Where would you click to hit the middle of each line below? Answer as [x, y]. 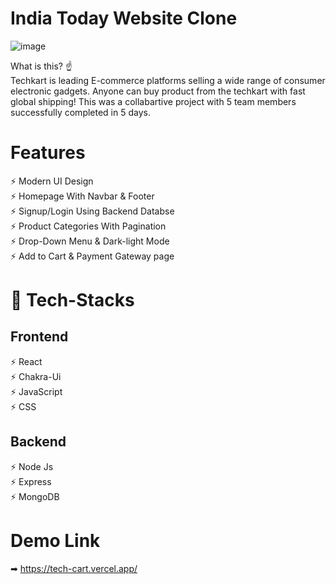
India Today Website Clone [124, 18]
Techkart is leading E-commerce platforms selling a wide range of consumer [168, 80]
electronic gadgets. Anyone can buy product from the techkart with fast [158, 91]
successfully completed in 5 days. [80, 112]
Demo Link [55, 540]
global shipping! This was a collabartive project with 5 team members [153, 101]
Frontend [39, 337]
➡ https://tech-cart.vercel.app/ [74, 568]
